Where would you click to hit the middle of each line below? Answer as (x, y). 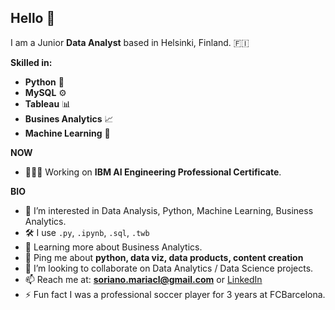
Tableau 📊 (48, 103)
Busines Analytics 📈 (69, 118)
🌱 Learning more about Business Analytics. (113, 247)
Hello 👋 (33, 18)
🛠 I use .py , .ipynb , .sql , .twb (87, 232)
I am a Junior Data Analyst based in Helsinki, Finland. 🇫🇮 (130, 42)
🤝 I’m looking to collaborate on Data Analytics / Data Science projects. (169, 268)
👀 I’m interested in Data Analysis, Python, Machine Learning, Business (169, 210)
